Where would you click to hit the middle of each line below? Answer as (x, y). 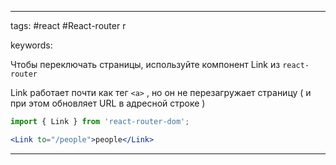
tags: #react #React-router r (68, 25)
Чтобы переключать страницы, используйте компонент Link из (145, 64)
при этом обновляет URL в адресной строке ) (108, 103)
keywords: (31, 45)
